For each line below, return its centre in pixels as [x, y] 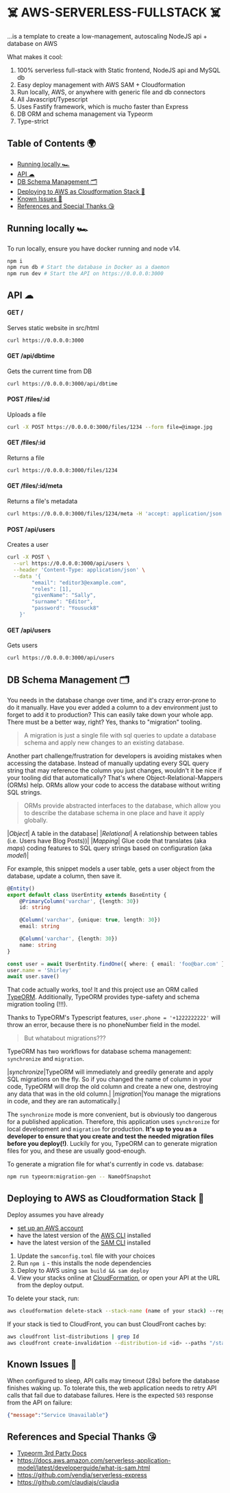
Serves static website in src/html [53, 328]
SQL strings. [25, 792]
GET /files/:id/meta [35, 486]
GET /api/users [29, 630]
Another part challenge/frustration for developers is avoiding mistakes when [115, 755]
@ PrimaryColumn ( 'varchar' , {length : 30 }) [79, 901]
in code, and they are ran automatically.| [64, 1101]
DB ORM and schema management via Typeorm [85, 114]
